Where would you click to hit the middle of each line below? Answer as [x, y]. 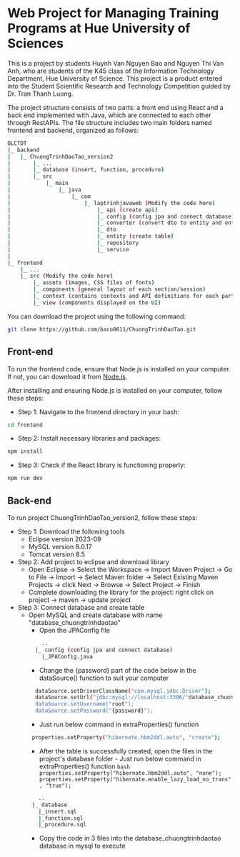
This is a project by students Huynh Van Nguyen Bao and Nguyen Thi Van [116, 63]
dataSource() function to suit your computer [104, 678]
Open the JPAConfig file [75, 630]
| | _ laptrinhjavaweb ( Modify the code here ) [111, 203]
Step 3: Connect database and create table [81, 607]
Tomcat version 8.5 [57, 554]
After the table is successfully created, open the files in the [126, 751]
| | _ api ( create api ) [83, 210]
